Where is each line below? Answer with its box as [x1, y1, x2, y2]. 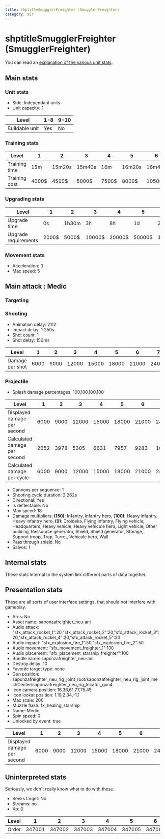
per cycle [7, 474, 29, 481]
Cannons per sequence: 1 [12, 487, 64, 492]
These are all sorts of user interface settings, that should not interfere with [5, 599, 156, 605]
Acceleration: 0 [12, 263, 43, 269]
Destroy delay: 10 [12, 661, 48, 666]
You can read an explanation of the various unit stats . [5, 59, 113, 65]
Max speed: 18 [12, 507, 42, 514]
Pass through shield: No [12, 539, 61, 545]
